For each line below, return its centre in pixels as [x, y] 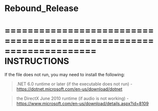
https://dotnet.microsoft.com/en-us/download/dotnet [69, 89]
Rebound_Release [42, 8]
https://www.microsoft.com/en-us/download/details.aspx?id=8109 [82, 104]
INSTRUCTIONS [37, 61]
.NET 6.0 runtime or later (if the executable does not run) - [74, 84]
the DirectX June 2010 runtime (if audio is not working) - [72, 98]
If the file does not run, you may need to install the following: [65, 75]
